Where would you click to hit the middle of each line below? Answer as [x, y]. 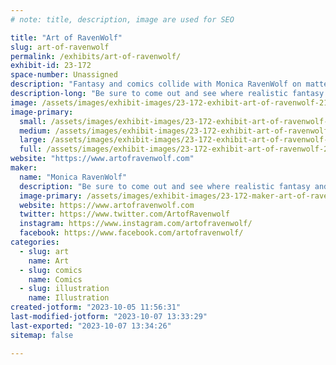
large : [33, 140]
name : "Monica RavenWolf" [73, 177]
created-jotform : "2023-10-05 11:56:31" [96, 307]
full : [31, 149]
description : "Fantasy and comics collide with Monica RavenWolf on [156, 84]
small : [33, 121]
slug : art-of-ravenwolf [60, 47]
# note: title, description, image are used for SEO [122, 19]
